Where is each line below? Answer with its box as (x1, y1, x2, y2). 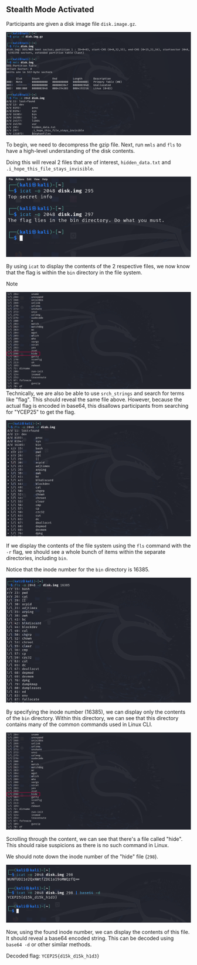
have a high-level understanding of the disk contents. (6, 147, 135, 154)
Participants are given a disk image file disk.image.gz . (6, 20, 137, 27)
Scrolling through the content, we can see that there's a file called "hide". (6, 835, 183, 843)
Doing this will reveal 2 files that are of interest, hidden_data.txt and (6, 158, 171, 166)
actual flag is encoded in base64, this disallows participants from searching (6, 403, 189, 410)
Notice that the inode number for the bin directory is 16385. (6, 565, 150, 573)
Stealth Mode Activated (6, 5, 94, 15)
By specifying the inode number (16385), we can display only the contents (6, 708, 186, 715)
